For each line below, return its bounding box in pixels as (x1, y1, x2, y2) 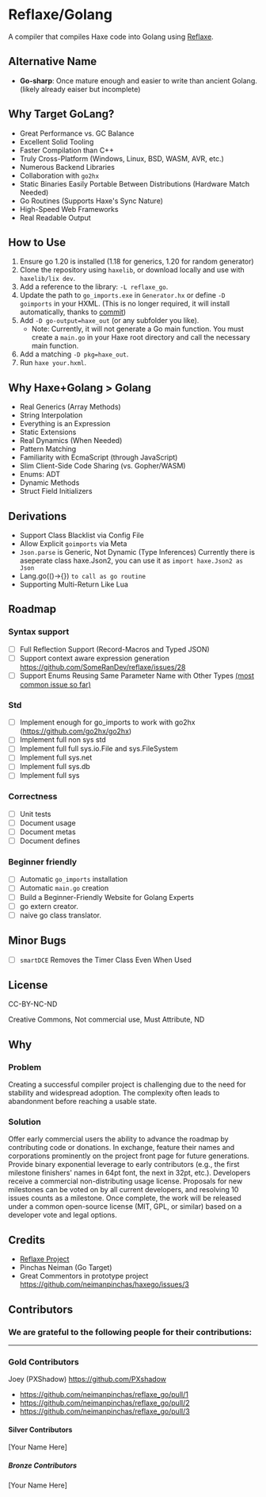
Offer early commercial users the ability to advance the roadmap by (8, 1134, 229, 1144)
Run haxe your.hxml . (19, 358, 87, 368)
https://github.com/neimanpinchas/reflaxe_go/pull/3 (19, 1407, 190, 1416)
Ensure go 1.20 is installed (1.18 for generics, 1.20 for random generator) (19, 256, 255, 267)
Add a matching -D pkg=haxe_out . (19, 349, 129, 359)
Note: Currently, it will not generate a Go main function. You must (31, 324, 244, 334)
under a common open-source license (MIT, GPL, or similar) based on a (8, 1202, 242, 1211)
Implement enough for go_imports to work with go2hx (19, 718, 196, 727)
